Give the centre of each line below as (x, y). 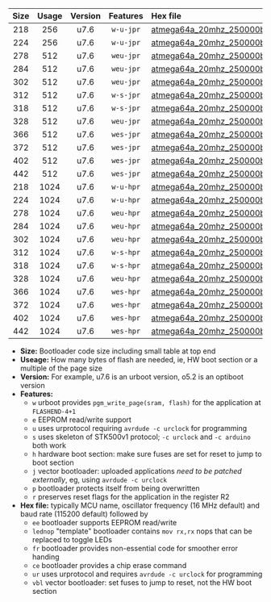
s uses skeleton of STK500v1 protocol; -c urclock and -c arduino (142, 437)
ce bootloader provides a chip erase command (109, 565)
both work (49, 445)
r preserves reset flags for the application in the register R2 (131, 497)
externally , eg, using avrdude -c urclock (100, 480)
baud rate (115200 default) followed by (84, 514)
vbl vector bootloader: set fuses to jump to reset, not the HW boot (142, 583)
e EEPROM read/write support (81, 420)
